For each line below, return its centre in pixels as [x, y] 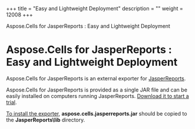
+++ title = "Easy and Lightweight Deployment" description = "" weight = [95, 9]
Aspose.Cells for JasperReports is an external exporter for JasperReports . [96, 78]
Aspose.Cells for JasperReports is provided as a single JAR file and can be [97, 90]
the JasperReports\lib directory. [46, 120]
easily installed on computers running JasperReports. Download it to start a [98, 96]
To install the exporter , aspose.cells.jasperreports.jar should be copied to [97, 113]
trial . [11, 102]
